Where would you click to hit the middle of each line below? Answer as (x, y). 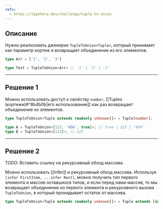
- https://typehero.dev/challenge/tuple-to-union (60, 14)
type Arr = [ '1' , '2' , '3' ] (33, 59)
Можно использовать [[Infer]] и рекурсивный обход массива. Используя (81, 172)
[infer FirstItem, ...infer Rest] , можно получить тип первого (72, 178)
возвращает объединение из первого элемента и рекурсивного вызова (80, 188)
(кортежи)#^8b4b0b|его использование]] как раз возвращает (69, 104)
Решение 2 (22, 151)
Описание (21, 34)
